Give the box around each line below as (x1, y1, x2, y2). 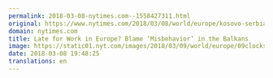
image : (8, 42, 31, 50)
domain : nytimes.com (8, 27, 79, 35)
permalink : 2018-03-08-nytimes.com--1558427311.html (8, 11, 191, 20)
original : (8, 19, 42, 28)
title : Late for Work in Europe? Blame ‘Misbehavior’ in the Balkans (8, 34, 249, 43)
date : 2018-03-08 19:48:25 (8, 50, 100, 58)
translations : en (8, 58, 67, 66)
